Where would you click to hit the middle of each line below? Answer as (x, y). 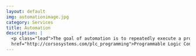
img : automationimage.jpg (37, 17)
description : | (24, 33)
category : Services (30, 22)
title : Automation (28, 28)
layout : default (26, 11)
